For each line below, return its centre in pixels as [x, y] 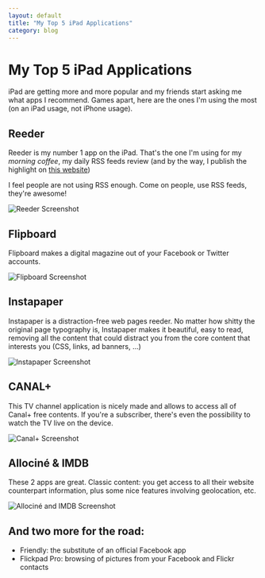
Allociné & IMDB [49, 463]
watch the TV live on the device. [61, 423]
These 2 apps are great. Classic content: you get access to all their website [131, 483]
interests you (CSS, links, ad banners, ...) [75, 346]
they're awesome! [38, 194]
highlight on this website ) [50, 170]
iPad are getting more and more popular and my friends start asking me [125, 91]
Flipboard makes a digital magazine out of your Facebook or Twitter [119, 253]
